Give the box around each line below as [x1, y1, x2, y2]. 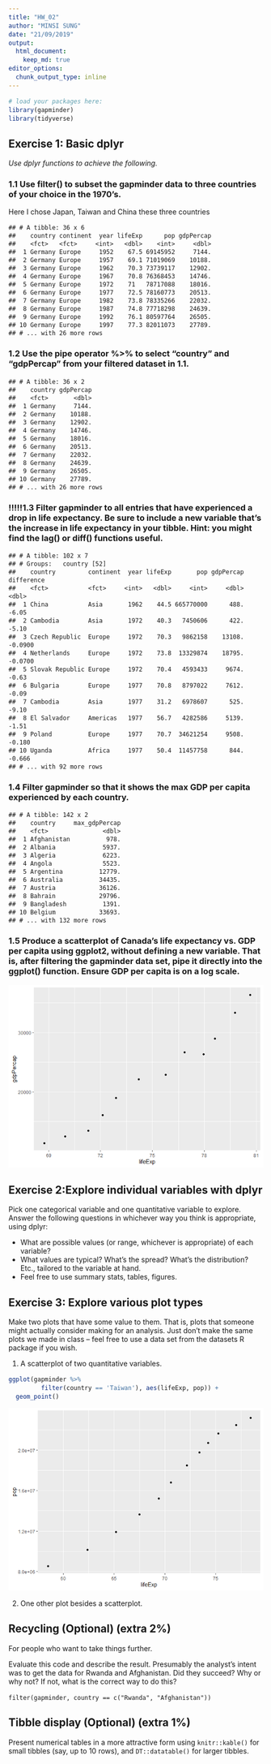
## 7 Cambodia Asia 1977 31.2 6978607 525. [8, 698, 244, 706]
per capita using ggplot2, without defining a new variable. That [8, 945, 261, 957]
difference [8, 576, 45, 584]
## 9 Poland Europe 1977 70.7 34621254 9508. [8, 730, 244, 738]
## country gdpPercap [8, 385, 92, 394]
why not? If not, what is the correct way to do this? [8, 1676, 177, 1686]
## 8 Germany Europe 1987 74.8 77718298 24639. [8, 305, 212, 313]
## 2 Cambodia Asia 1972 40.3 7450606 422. [8, 617, 244, 625]
